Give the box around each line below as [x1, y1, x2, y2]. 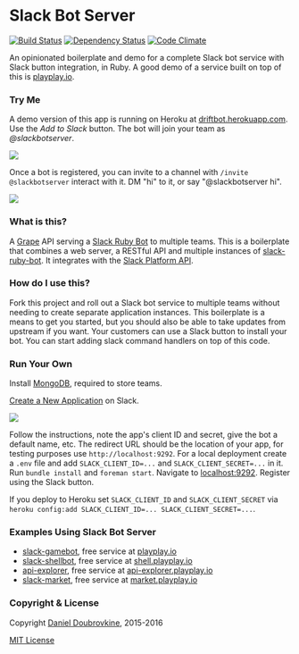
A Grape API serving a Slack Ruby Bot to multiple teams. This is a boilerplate [9, 236, 290, 247]
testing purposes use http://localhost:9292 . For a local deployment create [9, 449, 287, 459]
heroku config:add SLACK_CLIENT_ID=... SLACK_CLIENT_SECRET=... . [9, 504, 256, 515]
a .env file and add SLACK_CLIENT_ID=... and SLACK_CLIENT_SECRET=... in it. [9, 457, 284, 469]
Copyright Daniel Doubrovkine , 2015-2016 [9, 617, 163, 628]
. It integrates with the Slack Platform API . [41, 255, 194, 265]
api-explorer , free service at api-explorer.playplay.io [21, 565, 213, 576]
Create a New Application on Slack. [9, 395, 140, 407]
